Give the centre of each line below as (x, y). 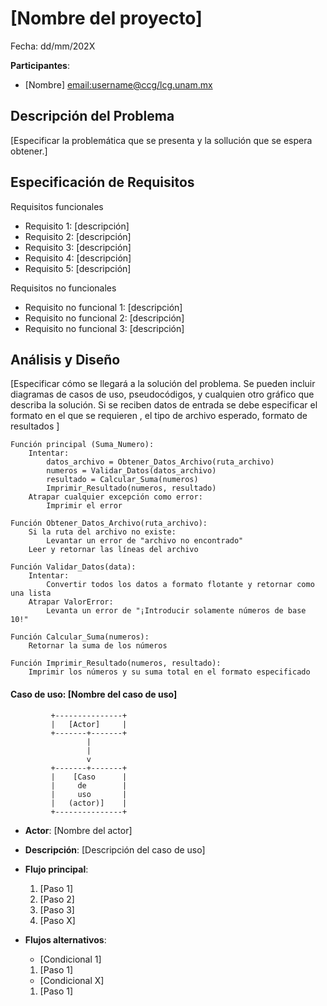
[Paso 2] (57, 899)
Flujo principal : (56, 869)
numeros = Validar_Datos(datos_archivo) (131, 471)
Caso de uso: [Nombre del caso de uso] (94, 694)
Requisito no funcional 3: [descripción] (104, 328)
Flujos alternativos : (65, 939)
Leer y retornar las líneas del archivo (113, 550)
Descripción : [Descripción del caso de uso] (115, 849)
